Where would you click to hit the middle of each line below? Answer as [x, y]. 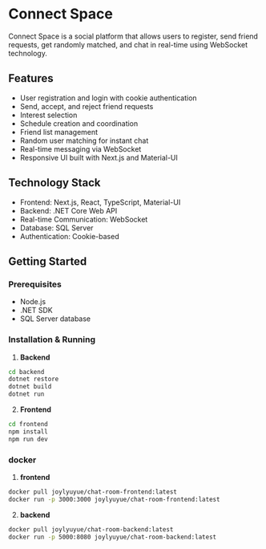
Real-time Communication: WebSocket [84, 219]
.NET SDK [36, 311]
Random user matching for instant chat [84, 140]
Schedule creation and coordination [79, 123]
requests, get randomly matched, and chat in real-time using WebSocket [128, 44]
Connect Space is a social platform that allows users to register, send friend [133, 36]
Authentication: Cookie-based [69, 236]
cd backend [26, 372]
